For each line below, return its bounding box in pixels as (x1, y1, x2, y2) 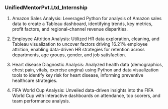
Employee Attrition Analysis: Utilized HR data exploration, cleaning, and (12, 36, 159, 42)
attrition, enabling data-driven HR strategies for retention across (12, 47, 145, 53)
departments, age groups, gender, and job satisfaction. (12, 52, 126, 58)
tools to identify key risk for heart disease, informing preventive (12, 72, 144, 78)
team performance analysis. (12, 98, 70, 104)
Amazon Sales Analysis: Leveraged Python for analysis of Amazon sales (12, 16, 162, 22)
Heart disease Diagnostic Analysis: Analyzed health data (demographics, (12, 62, 163, 68)
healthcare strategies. (12, 77, 58, 84)
